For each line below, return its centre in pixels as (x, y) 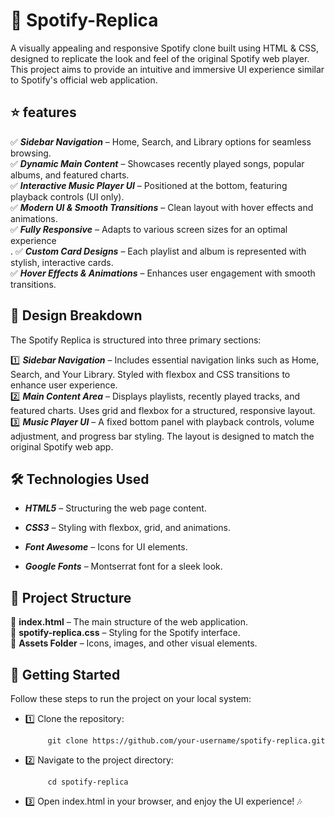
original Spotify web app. (62, 446)
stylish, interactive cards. (62, 262)
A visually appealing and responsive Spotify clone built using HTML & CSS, (165, 48)
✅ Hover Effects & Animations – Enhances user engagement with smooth (163, 273)
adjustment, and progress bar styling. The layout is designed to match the (162, 436)
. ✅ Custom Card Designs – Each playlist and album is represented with (158, 251)
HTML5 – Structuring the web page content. (115, 508)
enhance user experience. (64, 385)
